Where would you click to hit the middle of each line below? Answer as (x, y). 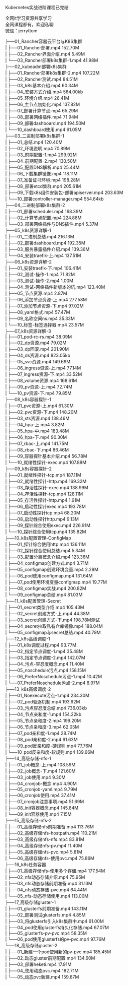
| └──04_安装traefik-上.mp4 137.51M (43, 255)
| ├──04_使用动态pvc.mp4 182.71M (42, 971)
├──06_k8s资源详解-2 (28, 262)
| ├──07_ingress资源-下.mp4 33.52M (44, 374)
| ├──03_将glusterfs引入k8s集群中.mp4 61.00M (55, 921)
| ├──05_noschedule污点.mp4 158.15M (46, 670)
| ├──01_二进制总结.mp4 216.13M (40, 237)
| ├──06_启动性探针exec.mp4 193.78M (46, 506)
